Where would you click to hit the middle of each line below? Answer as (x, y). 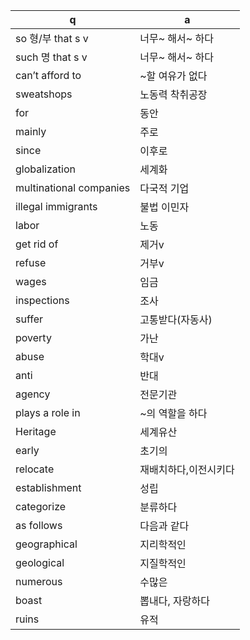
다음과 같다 (164, 526)
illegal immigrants (56, 206)
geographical (46, 544)
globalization (45, 169)
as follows (39, 525)
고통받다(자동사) (176, 319)
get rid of (37, 244)
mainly (31, 131)
